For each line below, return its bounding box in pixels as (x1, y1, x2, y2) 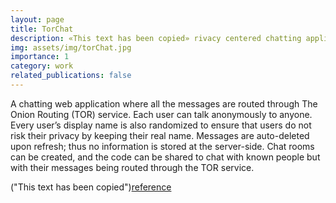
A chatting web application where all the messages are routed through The (10, 97, 318, 110)
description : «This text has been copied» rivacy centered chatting (10, 33, 302, 43)
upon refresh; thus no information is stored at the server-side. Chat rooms (10, 140, 315, 152)
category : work (10, 61, 74, 71)
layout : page (10, 14, 65, 25)
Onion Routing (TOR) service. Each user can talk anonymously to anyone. (10, 108, 313, 120)
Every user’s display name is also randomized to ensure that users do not (10, 119, 312, 131)
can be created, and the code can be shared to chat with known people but (10, 151, 321, 163)
